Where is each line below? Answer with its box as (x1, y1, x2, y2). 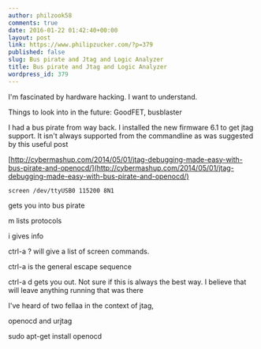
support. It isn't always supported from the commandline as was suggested (8, 131, 254, 141)
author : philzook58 (8, 11, 73, 20)
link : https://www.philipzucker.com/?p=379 (8, 41, 154, 49)
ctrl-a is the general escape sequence (8, 261, 132, 271)
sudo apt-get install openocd (8, 331, 103, 340)
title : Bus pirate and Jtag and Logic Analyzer (8, 63, 168, 71)
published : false (8, 48, 65, 56)
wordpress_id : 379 (8, 70, 69, 78)
